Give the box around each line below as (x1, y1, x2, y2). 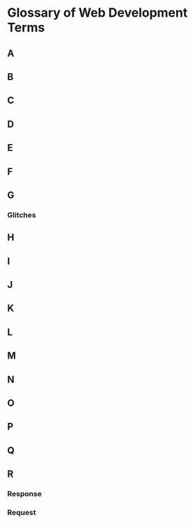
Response (7, 489, 42, 499)
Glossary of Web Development (7, 5, 188, 21)
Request (7, 507, 36, 517)
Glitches (7, 210, 36, 220)
